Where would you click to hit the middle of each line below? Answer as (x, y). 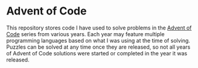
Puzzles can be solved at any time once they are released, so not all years (98, 47)
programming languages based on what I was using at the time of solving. (98, 40)
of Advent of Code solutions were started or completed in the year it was (97, 53)
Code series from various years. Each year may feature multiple (85, 34)
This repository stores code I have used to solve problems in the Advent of (99, 28)
